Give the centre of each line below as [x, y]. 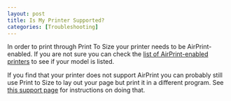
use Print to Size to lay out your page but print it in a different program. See [115, 83]
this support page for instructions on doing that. [76, 90]
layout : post [26, 14]
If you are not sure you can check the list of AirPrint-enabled [121, 54]
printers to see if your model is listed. [61, 62]
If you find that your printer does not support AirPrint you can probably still [115, 75]
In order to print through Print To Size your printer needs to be [97, 47]
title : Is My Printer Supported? [56, 20]
